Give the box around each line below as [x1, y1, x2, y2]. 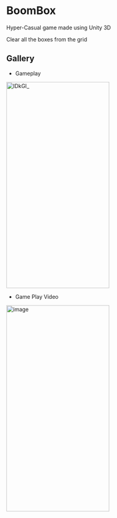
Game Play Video [15, 293, 59, 300]
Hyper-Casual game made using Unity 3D [6, 24, 112, 31]
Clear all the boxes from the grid [6, 35, 87, 43]
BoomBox [6, 4, 56, 18]
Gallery [6, 53, 35, 64]
